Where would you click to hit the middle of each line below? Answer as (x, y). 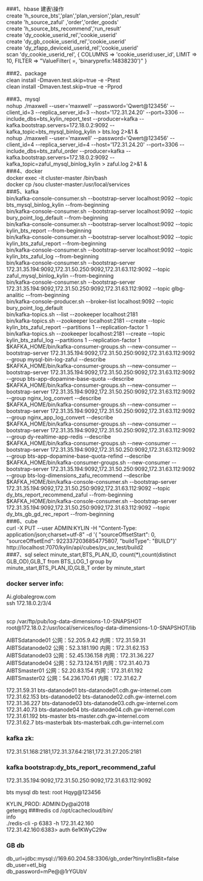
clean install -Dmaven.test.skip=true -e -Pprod (65, 86)
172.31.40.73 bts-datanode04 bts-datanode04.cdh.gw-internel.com (91, 710)
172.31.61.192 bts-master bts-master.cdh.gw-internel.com (78, 716)
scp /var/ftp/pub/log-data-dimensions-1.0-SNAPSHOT (74, 621)
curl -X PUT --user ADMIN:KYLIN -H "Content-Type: (72, 528)
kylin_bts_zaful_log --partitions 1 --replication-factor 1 (73, 340)
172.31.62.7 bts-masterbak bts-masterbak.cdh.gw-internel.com (85, 723)
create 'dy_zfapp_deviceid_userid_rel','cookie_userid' (72, 48)
